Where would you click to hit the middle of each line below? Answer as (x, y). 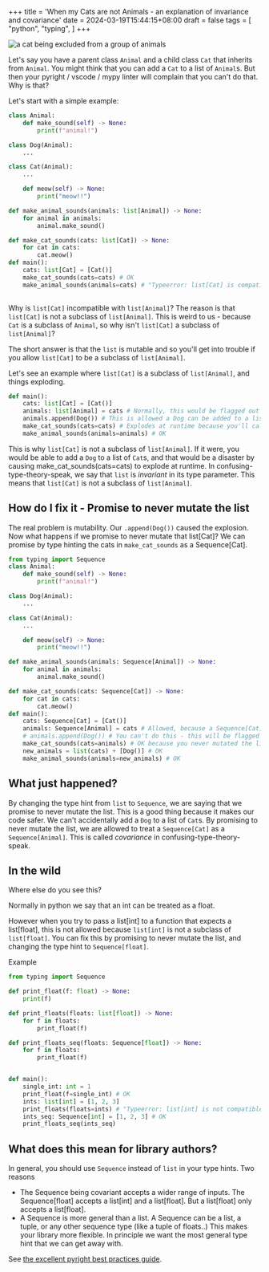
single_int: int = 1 (57, 1087)
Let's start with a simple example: (64, 101)
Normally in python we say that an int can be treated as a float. (112, 905)
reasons (22, 1177)
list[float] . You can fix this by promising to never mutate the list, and (125, 938)
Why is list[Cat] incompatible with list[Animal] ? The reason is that (122, 307)
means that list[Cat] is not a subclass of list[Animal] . (100, 483)
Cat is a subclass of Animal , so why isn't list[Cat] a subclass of (114, 325)
